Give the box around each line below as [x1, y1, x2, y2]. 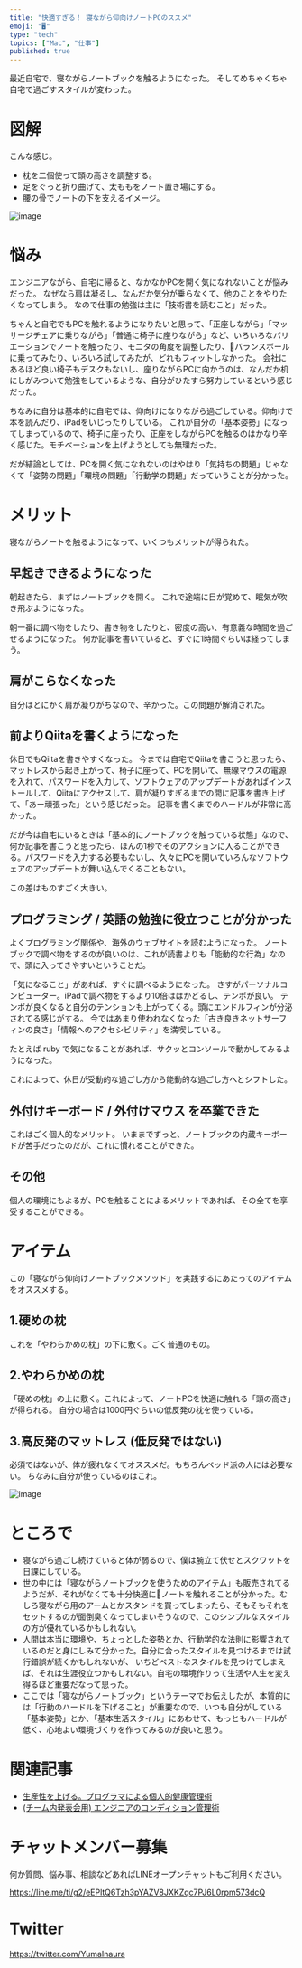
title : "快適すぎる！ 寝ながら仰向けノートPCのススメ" [9, 13, 192, 23]
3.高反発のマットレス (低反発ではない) [9, 1434, 223, 1449]
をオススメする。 [9, 1284, 73, 1295]
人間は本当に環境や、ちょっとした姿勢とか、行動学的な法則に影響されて [22, 1634, 291, 1645]
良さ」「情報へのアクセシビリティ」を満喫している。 [32, 1024, 226, 1035]
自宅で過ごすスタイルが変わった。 [9, 84, 137, 95]
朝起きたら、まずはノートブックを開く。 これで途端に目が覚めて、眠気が [9, 591, 279, 602]
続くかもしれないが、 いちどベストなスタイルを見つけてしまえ [53, 1656, 286, 1668]
